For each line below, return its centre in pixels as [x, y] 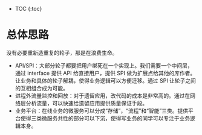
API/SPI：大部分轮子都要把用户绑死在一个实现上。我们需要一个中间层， [104, 65]
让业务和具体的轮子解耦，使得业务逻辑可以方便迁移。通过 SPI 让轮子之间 [106, 80]
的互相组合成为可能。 [41, 88]
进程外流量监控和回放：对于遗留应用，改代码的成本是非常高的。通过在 [103, 95]
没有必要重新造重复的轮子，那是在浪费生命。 [62, 52]
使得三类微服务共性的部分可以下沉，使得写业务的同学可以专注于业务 [105, 118]
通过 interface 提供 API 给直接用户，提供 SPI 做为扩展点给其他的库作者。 [105, 73]
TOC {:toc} [28, 9]
